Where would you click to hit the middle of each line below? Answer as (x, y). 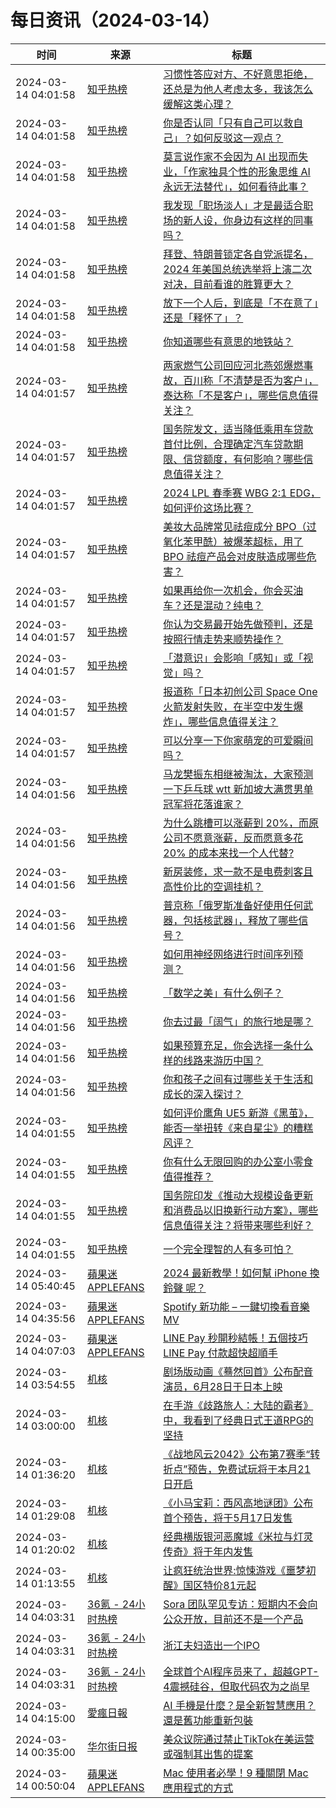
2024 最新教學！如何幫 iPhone (235, 1273)
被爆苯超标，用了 (263, 541)
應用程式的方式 (198, 1788)
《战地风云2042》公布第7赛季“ (237, 1454)
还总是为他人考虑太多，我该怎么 (238, 89)
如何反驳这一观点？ (238, 138)
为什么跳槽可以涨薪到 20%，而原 (241, 823)
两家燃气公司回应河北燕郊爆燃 (233, 365)
